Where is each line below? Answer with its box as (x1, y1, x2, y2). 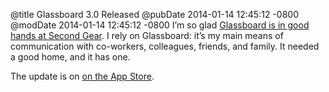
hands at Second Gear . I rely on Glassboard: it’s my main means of (10, 30, 284, 41)
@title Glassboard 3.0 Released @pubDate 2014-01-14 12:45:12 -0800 (10, 9, 299, 20)
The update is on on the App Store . (10, 70, 155, 82)
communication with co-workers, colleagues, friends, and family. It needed (10, 40, 320, 52)
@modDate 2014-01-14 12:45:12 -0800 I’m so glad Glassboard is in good (10, 19, 310, 31)
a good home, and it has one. (10, 51, 131, 63)
